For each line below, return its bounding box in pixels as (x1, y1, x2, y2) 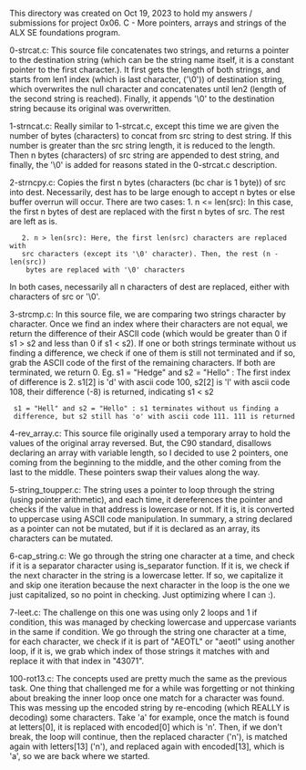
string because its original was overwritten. (9, 103, 171, 113)
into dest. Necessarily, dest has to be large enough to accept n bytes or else (9, 187, 296, 197)
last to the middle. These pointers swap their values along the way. (9, 467, 260, 477)
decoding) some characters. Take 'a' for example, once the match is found (9, 712, 290, 723)
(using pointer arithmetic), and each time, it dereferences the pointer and (9, 494, 283, 505)
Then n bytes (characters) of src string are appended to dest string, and (9, 150, 280, 161)
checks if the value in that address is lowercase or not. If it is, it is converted (9, 504, 295, 515)
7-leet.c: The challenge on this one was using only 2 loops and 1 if (9, 607, 258, 618)
